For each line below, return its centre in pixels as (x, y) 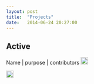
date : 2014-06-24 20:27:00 (42, 22)
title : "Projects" (30, 17)
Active (18, 46)
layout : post (22, 11)
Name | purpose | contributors (43, 63)
